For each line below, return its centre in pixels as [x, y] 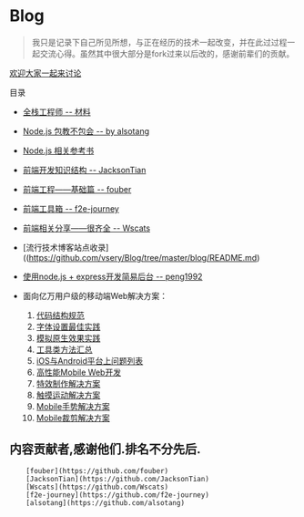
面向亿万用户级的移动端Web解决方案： [95, 295]
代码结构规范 [60, 315]
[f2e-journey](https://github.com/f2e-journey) [117, 495]
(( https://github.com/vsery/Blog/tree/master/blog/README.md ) [141, 257]
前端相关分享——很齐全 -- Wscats [86, 228]
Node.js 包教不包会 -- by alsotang [86, 131]
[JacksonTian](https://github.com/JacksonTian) [117, 479]
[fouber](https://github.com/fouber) [97, 470]
